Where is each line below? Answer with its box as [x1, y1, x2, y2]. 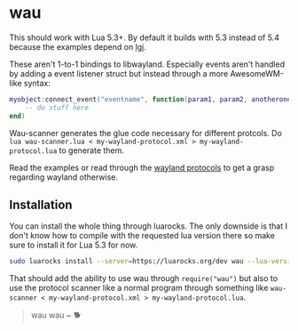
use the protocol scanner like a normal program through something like [9, 283, 269, 294]
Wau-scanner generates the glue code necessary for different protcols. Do [9, 127, 282, 138]
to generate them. [59, 145, 124, 156]
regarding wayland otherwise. [9, 172, 118, 182]
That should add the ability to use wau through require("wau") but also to [9, 273, 278, 284]
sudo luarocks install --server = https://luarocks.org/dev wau [9, 257, 244, 266]
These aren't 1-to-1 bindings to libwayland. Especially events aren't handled [9, 59, 286, 69]
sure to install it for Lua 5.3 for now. [9, 239, 138, 251]
